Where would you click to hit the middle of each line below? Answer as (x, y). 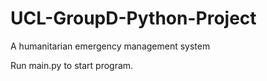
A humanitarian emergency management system (110, 46)
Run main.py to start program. (72, 65)
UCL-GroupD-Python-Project (133, 18)
